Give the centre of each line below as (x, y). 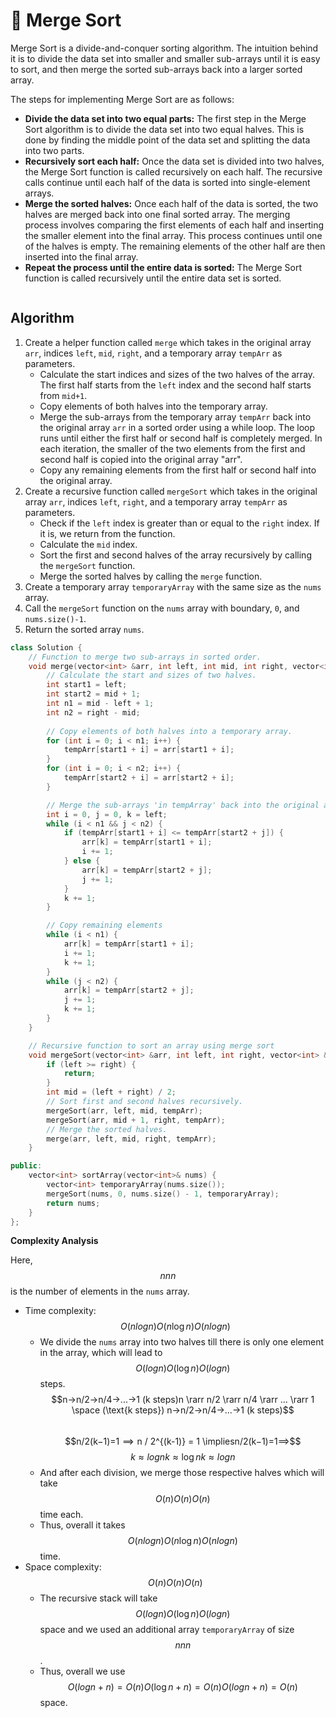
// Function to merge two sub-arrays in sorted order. (145, 657)
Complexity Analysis (54, 1241)
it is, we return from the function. (107, 533)
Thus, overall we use (82, 1671)
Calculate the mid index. (88, 544)
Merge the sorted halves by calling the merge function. (151, 576)
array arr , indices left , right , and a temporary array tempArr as (156, 501)
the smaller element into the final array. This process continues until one (173, 235)
